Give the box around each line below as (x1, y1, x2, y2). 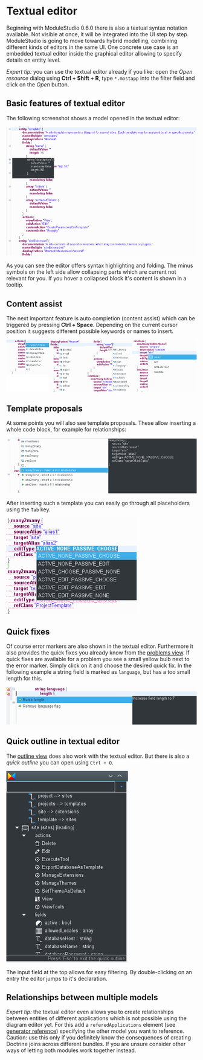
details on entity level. (6, 56, 61, 63)
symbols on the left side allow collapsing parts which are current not (6, 268, 176, 276)
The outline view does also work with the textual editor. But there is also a (6, 752, 190, 760)
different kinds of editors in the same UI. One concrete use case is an (6, 44, 179, 51)
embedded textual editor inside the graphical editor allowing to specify (6, 50, 182, 57)
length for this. (6, 674, 43, 682)
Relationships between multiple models (6, 992, 158, 1003)
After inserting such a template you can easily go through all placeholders (6, 500, 190, 507)
